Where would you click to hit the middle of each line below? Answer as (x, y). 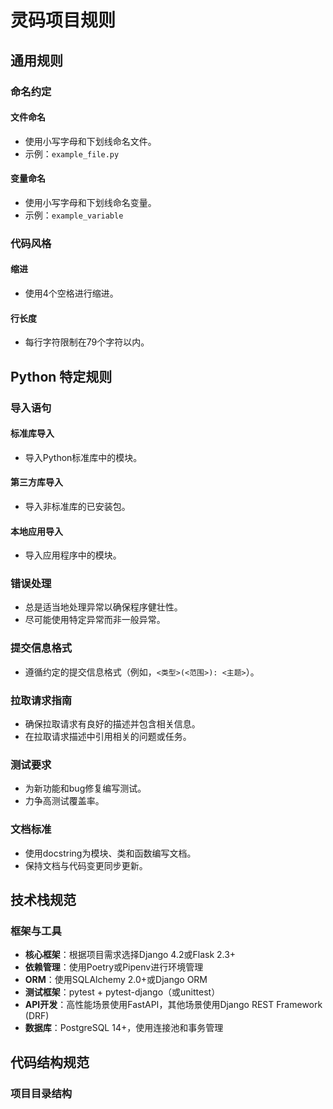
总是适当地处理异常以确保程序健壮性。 (103, 607)
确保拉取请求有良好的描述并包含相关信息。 (112, 724)
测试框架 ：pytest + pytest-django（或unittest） (122, 992)
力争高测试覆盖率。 (64, 801)
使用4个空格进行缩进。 (71, 293)
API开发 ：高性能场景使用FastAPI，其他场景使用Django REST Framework (173, 1005)
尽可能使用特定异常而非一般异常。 (95, 620)
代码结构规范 (50, 1062)
